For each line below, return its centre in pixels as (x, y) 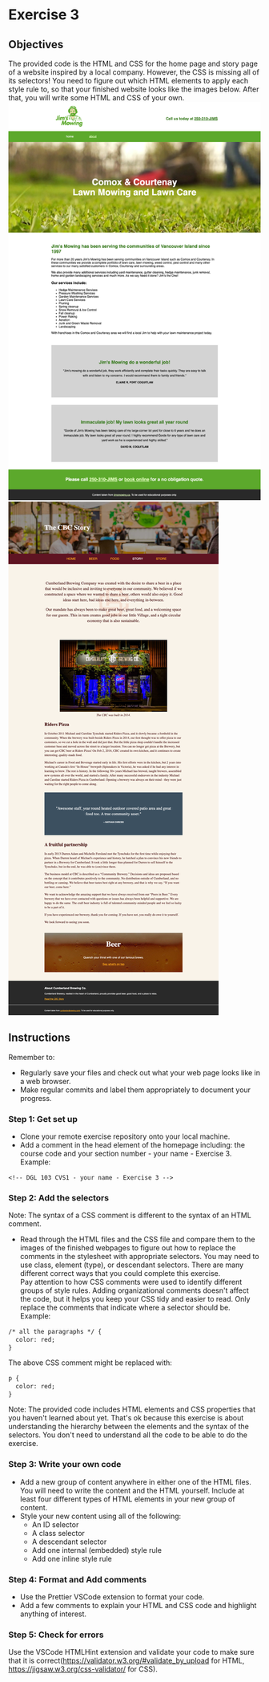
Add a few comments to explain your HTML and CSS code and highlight (138, 1605)
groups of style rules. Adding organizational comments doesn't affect (134, 1290)
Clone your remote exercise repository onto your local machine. (125, 1136)
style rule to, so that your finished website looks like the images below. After (134, 89)
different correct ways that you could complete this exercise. (120, 1274)
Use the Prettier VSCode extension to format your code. (112, 1597)
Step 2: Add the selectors (59, 1198)
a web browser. (45, 1081)
